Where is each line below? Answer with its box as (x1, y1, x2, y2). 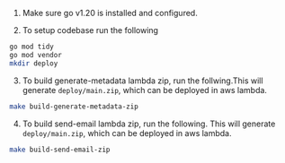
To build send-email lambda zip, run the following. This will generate (22, 118, 276, 129)
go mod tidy (9, 42, 54, 51)
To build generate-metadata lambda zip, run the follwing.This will (22, 75, 263, 86)
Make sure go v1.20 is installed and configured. (22, 8, 198, 18)
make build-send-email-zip (9, 145, 111, 154)
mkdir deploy (9, 58, 58, 68)
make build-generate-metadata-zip (9, 102, 139, 111)
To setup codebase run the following (22, 25, 159, 35)
